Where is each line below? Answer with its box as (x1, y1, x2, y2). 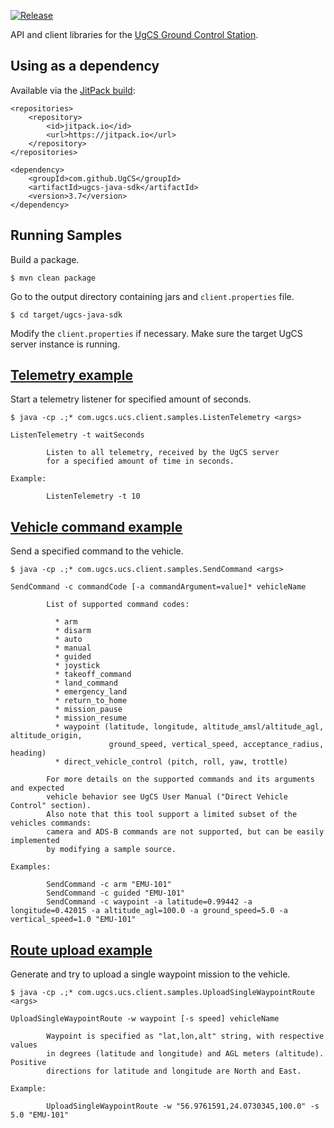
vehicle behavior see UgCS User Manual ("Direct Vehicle (46, 792, 288, 802)
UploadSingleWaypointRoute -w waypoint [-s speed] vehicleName (10, 1014, 280, 1024)
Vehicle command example (10, 518, 183, 535)
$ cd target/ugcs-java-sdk (10, 310, 123, 320)
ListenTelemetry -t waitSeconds (10, 430, 145, 440)
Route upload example (10, 941, 153, 959)
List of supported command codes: (46, 600, 190, 610)
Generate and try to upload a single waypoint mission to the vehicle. (10, 968, 291, 980)
